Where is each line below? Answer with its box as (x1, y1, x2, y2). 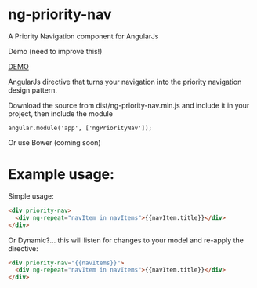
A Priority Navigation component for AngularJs (8, 31, 159, 41)
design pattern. (8, 85, 57, 95)
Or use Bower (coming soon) (8, 137, 101, 147)
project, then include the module (8, 108, 114, 118)
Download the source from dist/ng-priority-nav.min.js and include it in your (8, 100, 250, 110)
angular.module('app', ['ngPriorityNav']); (8, 124, 153, 132)
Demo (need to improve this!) (8, 46, 103, 56)
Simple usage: (8, 191, 55, 201)
